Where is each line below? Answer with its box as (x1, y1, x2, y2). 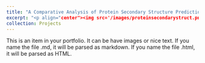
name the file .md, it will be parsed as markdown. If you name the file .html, (6, 43, 195, 51)
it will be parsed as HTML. (6, 50, 72, 57)
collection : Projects (6, 20, 62, 26)
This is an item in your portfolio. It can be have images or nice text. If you (6, 37, 189, 45)
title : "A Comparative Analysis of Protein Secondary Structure (6, 9, 173, 15)
